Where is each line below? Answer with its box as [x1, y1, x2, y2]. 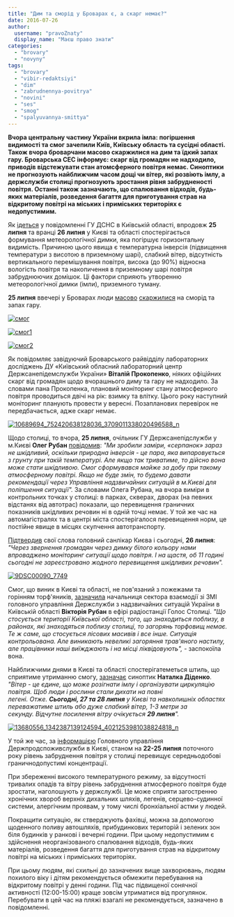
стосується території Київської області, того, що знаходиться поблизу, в [8, 615, 225, 623]
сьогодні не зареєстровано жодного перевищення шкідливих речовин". [8, 558, 224, 567]
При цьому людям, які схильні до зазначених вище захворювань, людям [8, 865, 226, 874]
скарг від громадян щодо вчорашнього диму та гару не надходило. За [8, 377, 219, 385]
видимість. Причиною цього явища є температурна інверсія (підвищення [8, 242, 227, 251]
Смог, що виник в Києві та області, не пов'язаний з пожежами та [8, 585, 201, 593]
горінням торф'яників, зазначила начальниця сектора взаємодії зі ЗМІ [8, 592, 217, 601]
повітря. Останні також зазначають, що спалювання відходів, [8, 185, 198, 193]
